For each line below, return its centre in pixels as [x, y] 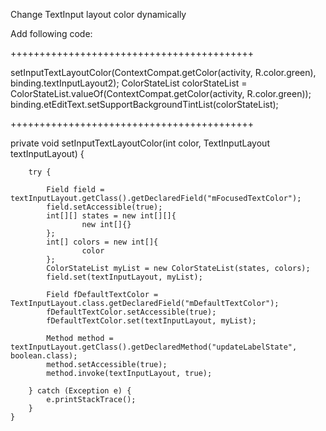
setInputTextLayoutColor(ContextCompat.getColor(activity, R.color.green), [163, 72]
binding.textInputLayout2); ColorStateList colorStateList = [129, 83]
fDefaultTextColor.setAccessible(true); [131, 312]
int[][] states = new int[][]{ [111, 216]
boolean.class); [44, 356]
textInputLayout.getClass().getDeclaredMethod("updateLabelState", [154, 347]
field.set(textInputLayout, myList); [124, 277]
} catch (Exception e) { [80, 391]
